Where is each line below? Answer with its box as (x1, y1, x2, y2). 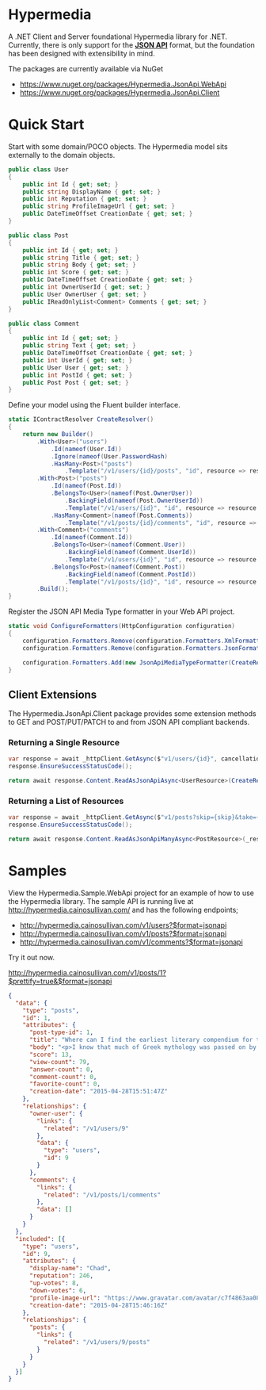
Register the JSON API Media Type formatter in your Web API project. (8, 607, 235, 616)
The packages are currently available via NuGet (8, 63, 164, 73)
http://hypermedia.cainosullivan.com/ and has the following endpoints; (8, 905, 239, 914)
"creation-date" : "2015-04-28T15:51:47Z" (28, 1088, 169, 1096)
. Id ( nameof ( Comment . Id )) (50, 534, 133, 542)
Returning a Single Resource (8, 737, 120, 749)
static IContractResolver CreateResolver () (8, 415, 154, 423)
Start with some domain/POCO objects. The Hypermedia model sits (8, 141, 228, 151)
